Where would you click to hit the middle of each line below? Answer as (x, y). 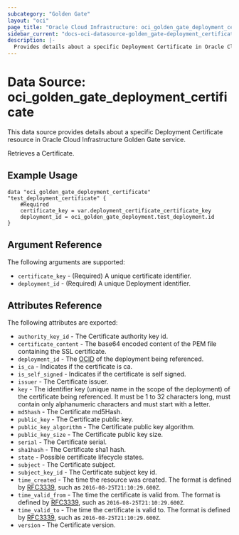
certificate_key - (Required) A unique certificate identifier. (105, 276)
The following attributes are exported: (63, 323)
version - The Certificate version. (67, 525)
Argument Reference (55, 245)
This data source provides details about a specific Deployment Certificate (115, 131)
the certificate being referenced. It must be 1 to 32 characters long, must (124, 397)
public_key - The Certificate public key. (75, 419)
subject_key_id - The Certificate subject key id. (87, 472)
